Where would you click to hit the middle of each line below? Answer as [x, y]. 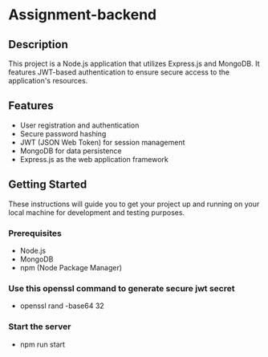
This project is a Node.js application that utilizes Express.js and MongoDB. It [134, 63]
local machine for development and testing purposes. [97, 212]
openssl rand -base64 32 [62, 306]
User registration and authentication [79, 125]
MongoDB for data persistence [71, 151]
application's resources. [48, 81]
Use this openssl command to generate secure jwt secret [122, 288]
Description [38, 45]
